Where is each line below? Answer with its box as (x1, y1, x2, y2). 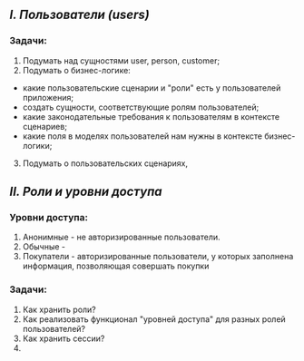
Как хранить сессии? (22, 333, 105, 344)
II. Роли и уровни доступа (9, 184, 162, 200)
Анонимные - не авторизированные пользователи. (22, 231, 221, 243)
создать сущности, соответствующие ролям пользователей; (22, 102, 260, 112)
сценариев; (22, 121, 68, 132)
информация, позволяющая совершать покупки (22, 260, 210, 271)
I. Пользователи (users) (9, 7, 150, 23)
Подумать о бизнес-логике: (22, 64, 132, 75)
